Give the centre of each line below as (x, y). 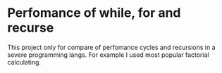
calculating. (24, 62)
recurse (31, 28)
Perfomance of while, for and (94, 13)
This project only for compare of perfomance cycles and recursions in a (111, 47)
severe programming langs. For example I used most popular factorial (108, 55)
